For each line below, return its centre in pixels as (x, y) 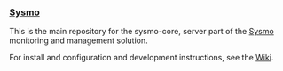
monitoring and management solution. (79, 40)
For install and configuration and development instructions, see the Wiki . (141, 58)
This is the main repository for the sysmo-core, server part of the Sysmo (142, 32)
